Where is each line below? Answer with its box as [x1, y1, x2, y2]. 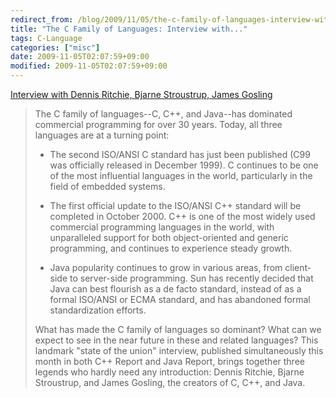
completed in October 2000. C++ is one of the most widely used [49, 211, 316, 222]
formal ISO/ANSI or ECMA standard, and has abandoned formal [49, 294, 311, 305]
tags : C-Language [10, 33, 83, 43]
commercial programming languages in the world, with [49, 221, 275, 233]
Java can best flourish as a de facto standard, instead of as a [49, 283, 302, 295]
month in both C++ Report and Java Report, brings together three [34, 356, 305, 367]
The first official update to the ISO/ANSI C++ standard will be [49, 200, 302, 211]
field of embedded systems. [49, 181, 166, 192]
